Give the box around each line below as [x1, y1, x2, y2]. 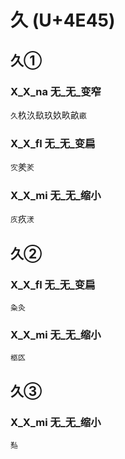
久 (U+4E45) [10, 9, 116, 32]
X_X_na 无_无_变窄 [10, 84, 102, 98]
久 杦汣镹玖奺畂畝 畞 [10, 109, 87, 121]
